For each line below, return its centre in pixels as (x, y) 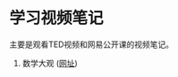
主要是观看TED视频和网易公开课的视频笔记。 (92, 44)
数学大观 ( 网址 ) (50, 63)
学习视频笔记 (57, 18)
